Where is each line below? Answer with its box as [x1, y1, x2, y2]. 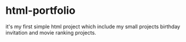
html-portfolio [5, 4, 76, 17]
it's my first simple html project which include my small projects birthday [5, 23, 180, 30]
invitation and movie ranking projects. [5, 29, 96, 36]
